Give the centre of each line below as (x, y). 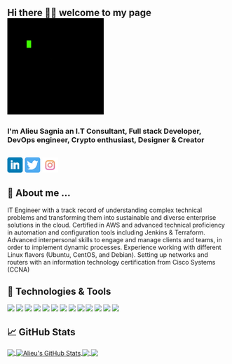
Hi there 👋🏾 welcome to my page (80, 13)
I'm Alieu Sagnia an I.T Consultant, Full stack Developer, (104, 132)
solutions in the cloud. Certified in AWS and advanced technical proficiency (116, 225)
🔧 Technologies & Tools (59, 291)
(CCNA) (19, 269)
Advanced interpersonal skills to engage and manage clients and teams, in (115, 239)
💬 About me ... (39, 193)
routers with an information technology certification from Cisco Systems (111, 262)
